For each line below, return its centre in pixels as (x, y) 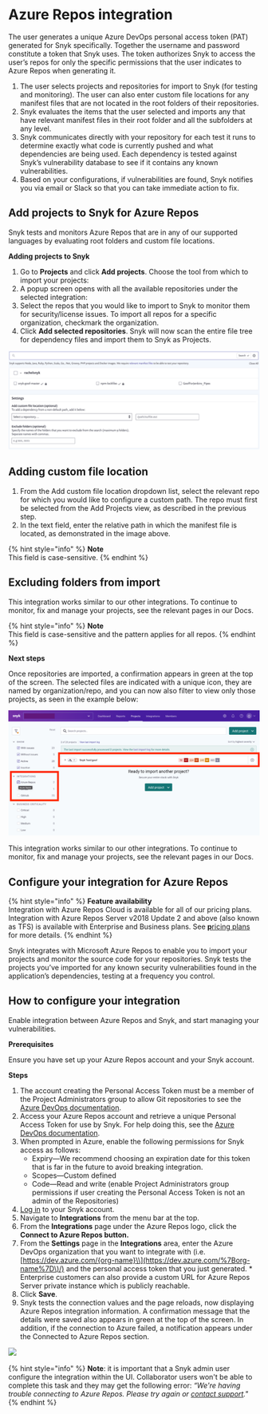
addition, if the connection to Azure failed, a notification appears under (136, 1328)
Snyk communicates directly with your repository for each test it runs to (138, 136)
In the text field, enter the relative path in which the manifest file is (128, 525)
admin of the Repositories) (75, 1201)
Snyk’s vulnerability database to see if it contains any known (119, 162)
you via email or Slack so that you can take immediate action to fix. (129, 188)
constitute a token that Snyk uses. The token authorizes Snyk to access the (132, 53)
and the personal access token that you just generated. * (159, 1268)
